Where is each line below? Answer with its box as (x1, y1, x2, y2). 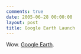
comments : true (6, 8, 44, 15)
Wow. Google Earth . (6, 41, 54, 48)
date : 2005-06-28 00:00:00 (6, 14, 73, 20)
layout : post (6, 19, 38, 25)
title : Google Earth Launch (6, 25, 76, 31)
